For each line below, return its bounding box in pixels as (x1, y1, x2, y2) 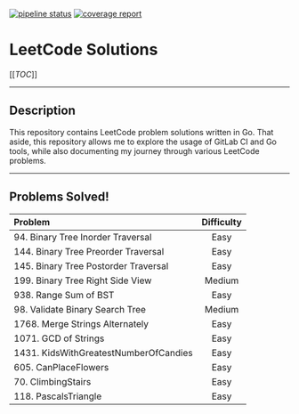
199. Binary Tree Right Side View (13, 274, 152, 287)
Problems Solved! (9, 190, 109, 205)
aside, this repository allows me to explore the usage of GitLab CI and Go (9, 136, 278, 147)
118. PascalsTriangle (13, 390, 102, 402)
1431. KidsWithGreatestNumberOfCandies (13, 346, 193, 359)
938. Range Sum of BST (13, 288, 115, 301)
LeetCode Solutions (9, 40, 158, 60)
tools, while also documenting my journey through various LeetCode (9, 145, 260, 156)
